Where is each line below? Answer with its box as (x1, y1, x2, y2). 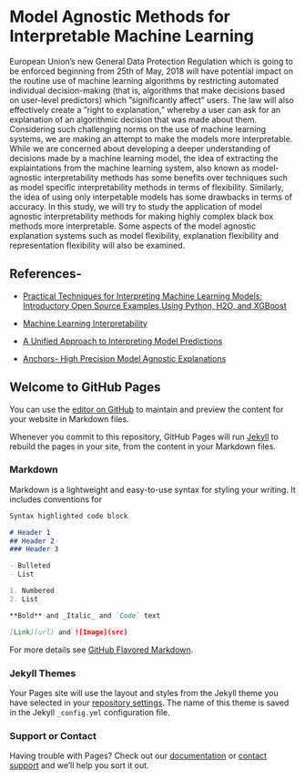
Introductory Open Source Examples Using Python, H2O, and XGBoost (22, 300, 287, 311)
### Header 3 (9, 545, 59, 554)
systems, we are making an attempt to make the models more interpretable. (9, 133, 293, 144)
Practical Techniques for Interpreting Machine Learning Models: (22, 290, 262, 302)
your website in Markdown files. (9, 413, 129, 425)
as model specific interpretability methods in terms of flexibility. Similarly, (9, 181, 284, 192)
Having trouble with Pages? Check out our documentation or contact (9, 750, 267, 762)
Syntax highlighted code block (9, 511, 128, 520)
